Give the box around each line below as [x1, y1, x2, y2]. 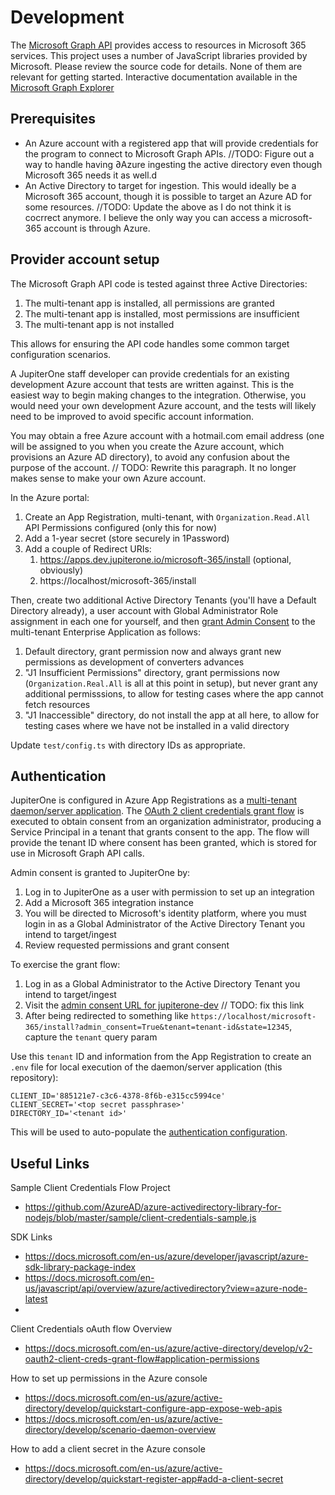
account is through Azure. [43, 222, 151, 234]
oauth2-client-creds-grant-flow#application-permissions [24, 1353, 260, 1365]
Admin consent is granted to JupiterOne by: [10, 867, 191, 879]
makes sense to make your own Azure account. [10, 472, 207, 484]
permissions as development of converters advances [24, 656, 245, 668]
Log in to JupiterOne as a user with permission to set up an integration [24, 886, 315, 898]
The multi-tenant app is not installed [24, 318, 175, 330]
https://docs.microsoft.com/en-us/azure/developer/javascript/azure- [24, 1251, 309, 1263]
